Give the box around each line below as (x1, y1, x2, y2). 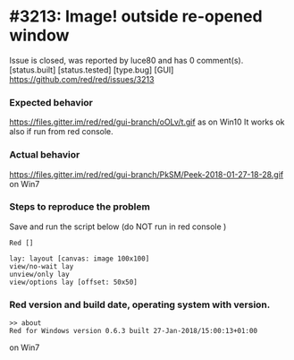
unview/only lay (9, 270, 70, 279)
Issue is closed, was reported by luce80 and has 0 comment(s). (9, 55, 244, 65)
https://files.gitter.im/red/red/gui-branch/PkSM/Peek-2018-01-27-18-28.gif (9, 168, 284, 180)
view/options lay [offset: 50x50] (9, 278, 139, 287)
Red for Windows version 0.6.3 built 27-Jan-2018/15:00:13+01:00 (9, 327, 257, 336)
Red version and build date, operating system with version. (9, 298, 271, 311)
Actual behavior (9, 149, 80, 161)
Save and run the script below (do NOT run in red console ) (9, 221, 227, 232)
